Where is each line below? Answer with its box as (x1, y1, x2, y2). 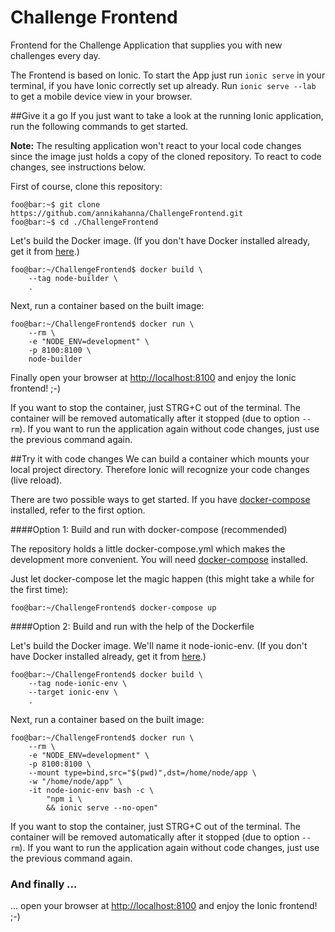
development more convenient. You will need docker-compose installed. (10, 553, 309, 565)
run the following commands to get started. (10, 120, 189, 132)
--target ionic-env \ (28, 687, 118, 697)
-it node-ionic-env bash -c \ (28, 785, 155, 795)
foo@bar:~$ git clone (10, 199, 101, 210)
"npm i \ (46, 794, 83, 804)
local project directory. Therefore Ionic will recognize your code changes (10, 463, 310, 475)
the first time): (10, 583, 69, 595)
